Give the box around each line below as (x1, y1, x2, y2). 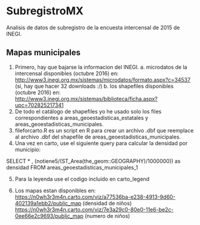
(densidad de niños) (82, 199, 133, 206)
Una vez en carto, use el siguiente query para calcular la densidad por (14, 139, 188, 147)
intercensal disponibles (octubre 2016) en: (14, 70, 119, 77)
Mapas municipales (6, 48, 81, 58)
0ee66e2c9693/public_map (14, 212, 84, 219)
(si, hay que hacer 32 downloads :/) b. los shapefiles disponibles (14, 82, 174, 90)
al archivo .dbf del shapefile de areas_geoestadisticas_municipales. (14, 133, 181, 140)
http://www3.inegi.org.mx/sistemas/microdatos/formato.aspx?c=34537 (14, 76, 191, 83)
